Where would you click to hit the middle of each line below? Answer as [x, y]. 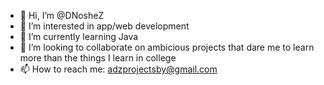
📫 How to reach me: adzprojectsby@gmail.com [118, 69]
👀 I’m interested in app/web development [104, 26]
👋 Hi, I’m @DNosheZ [62, 15]
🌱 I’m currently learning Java [79, 36]
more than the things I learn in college [98, 58]
